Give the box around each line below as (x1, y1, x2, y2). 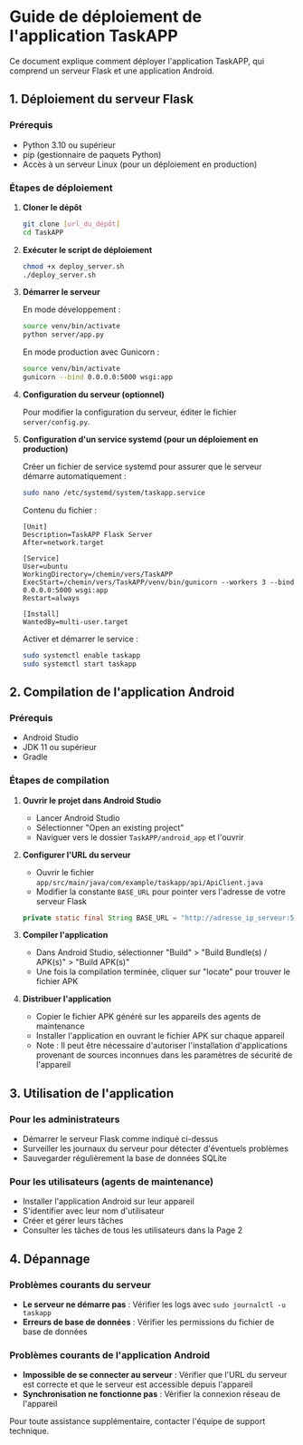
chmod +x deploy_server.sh (22, 261, 125, 271)
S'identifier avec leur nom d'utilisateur (22, 1206, 165, 1216)
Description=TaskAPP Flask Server (22, 530, 153, 539)
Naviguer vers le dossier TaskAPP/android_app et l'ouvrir (35, 832, 244, 843)
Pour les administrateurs (9, 1113, 120, 1126)
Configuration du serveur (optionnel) (22, 388, 166, 400)
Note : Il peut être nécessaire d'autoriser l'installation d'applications (35, 1040, 288, 1051)
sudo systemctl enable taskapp (22, 650, 141, 659)
